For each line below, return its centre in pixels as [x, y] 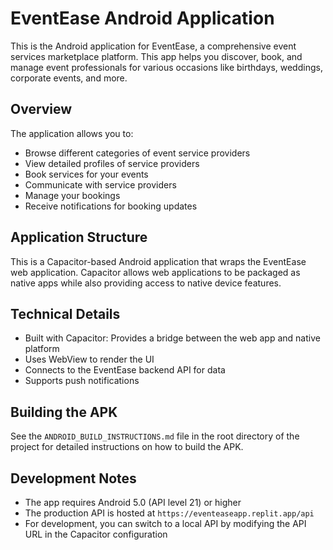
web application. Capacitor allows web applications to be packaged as [155, 272]
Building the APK [64, 412]
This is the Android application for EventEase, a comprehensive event [153, 46]
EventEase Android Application [142, 18]
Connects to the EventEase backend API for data [125, 370]
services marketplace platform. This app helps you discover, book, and [156, 56]
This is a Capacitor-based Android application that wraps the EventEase [158, 261]
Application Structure [79, 237]
